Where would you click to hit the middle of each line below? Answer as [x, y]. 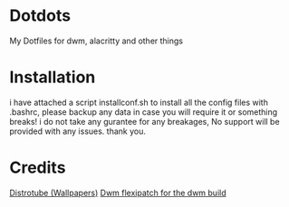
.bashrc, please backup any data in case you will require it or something [144, 112]
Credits [38, 168]
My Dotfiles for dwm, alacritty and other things [96, 41]
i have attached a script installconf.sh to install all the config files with [139, 102]
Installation [53, 77]
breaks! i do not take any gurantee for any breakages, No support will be [144, 121]
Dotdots [40, 16]
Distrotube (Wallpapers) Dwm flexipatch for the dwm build [118, 193]
